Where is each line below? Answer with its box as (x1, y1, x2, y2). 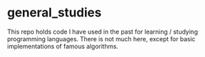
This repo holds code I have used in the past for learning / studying (7, 27, 198, 36)
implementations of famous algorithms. (7, 42, 119, 50)
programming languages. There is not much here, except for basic (7, 34, 195, 43)
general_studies (7, 5, 102, 21)
